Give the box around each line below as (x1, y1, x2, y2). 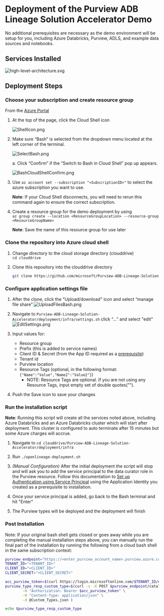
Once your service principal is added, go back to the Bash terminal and (12, 493, 155, 499)
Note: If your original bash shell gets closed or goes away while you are (5, 532, 149, 538)
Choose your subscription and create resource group (5, 97, 134, 103)
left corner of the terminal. (12, 141, 65, 148)
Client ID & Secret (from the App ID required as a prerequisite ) (19, 350, 144, 356)
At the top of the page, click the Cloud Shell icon (12, 117, 110, 123)
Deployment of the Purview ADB (5, 3, 139, 15)
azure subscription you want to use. (12, 185, 84, 191)
